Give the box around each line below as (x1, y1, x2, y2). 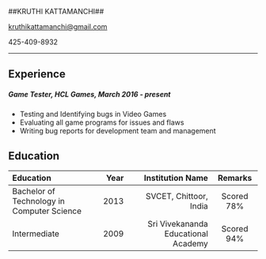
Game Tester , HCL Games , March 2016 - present (8, 89, 171, 99)
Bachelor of (12, 186, 55, 197)
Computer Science (12, 205, 82, 216)
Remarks (217, 173, 253, 184)
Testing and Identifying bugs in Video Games (19, 110, 167, 119)
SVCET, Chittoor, (145, 191, 208, 202)
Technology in (12, 196, 65, 207)
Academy (173, 238, 208, 250)
